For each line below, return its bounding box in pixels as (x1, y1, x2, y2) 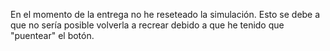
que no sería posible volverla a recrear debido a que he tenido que (10, 19, 285, 31)
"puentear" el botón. (10, 30, 95, 41)
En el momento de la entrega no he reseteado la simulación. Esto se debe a (10, 9, 321, 20)
